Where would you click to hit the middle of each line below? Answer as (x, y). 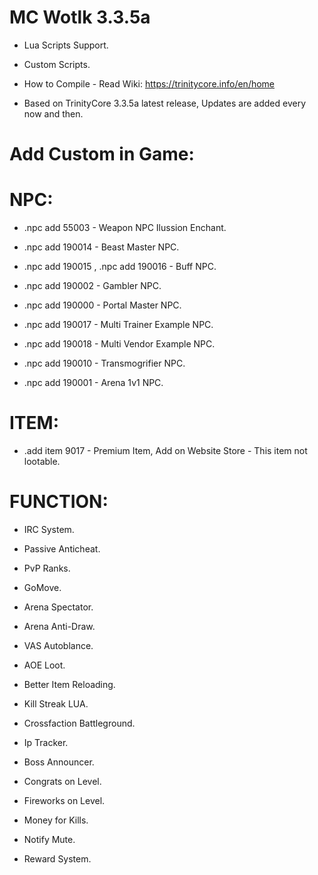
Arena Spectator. (58, 607)
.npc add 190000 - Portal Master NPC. (102, 305)
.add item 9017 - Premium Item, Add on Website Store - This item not (165, 450)
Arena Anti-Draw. (59, 626)
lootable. (42, 461)
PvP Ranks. (47, 568)
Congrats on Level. (62, 781)
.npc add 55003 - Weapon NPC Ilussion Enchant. (125, 228)
